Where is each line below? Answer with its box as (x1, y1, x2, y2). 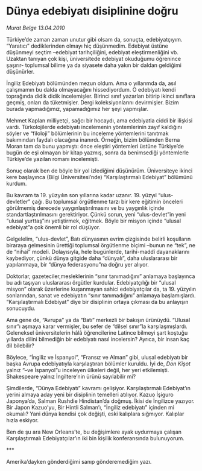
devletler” (6, 198, 31, 205)
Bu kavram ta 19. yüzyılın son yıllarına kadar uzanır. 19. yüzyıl (6, 191, 157, 198)
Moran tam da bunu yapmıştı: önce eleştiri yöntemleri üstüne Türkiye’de (6, 142, 185, 150)
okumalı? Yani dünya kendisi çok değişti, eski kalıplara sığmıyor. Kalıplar (6, 410, 185, 417)
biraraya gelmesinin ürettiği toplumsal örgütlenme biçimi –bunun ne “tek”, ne (6, 241, 196, 248)
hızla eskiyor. (6, 416, 39, 423)
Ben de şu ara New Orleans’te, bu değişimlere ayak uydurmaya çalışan (6, 428, 182, 435)
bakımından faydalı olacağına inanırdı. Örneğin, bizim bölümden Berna (6, 136, 180, 143)
